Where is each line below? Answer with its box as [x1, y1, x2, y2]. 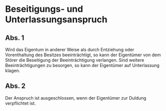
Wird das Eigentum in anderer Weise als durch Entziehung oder [5, 47, 135, 52]
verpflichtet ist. [5, 100, 36, 106]
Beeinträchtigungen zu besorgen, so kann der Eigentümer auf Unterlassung [5, 63, 160, 68]
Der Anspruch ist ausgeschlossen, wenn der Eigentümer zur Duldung [5, 95, 147, 101]
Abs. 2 [5, 82, 26, 90]
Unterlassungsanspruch [5, 14, 108, 25]
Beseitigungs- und [5, 3, 83, 15]
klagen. [5, 68, 20, 74]
